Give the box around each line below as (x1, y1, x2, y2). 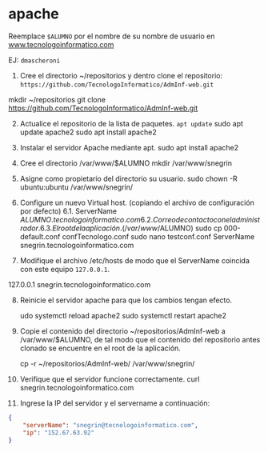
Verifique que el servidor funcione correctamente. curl (19, 374, 200, 384)
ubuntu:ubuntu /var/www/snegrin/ (19, 182, 134, 192)
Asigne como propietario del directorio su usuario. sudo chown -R (19, 174, 238, 183)
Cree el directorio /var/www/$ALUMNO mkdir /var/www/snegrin (19, 158, 232, 168)
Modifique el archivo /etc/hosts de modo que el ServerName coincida (19, 255, 250, 265)
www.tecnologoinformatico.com (8, 39, 114, 49)
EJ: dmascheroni (8, 55, 61, 65)
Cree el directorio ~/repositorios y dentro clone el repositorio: (19, 70, 222, 80)
